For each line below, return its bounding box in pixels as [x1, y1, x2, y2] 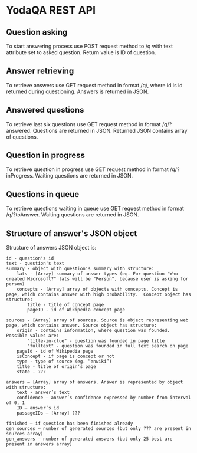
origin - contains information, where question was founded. [17, 328, 170, 334]
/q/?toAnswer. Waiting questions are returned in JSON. [6, 211, 140, 218]
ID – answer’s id [17, 405, 60, 411]
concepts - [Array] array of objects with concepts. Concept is [17, 287, 178, 293]
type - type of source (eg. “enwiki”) [17, 359, 112, 365]
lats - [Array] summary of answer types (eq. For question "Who [17, 271, 178, 277]
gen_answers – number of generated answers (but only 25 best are [6, 436, 173, 442]
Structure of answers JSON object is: [6, 244, 97, 251]
